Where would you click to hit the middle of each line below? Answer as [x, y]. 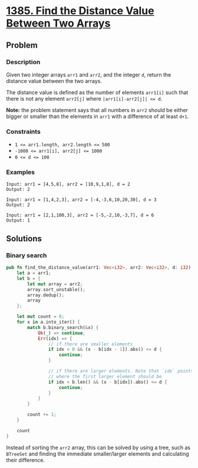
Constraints [24, 131]
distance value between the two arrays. [54, 81]
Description [23, 62]
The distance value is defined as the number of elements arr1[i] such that [97, 92]
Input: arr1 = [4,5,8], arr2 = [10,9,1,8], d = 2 [68, 184]
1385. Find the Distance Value [80, 11]
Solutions [24, 238]
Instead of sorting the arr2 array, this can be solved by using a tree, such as [98, 447]
